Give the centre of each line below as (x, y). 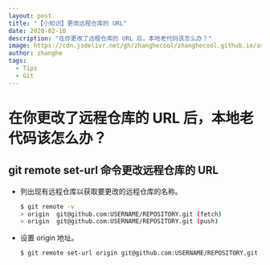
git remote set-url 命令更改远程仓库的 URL (114, 170)
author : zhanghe (35, 53)
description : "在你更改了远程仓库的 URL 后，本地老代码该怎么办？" (110, 38)
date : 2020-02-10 (37, 31)
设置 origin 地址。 (49, 238)
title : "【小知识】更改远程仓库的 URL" (67, 23)
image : (19, 46)
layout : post (30, 16)
